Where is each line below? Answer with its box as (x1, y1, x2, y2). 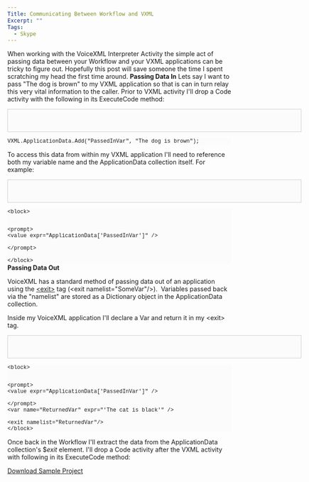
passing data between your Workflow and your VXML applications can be (7, 57, 223, 66)
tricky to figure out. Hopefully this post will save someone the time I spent (7, 65, 223, 73)
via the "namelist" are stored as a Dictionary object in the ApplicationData (7, 292, 222, 301)
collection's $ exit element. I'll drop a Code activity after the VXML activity (7, 445, 222, 454)
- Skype (13, 30, 37, 38)
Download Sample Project (7, 466, 83, 476)
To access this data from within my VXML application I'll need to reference (7, 150, 225, 159)
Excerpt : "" (7, 17, 43, 24)
